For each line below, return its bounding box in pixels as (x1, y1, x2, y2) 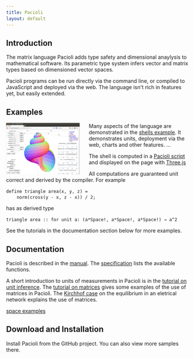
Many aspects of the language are (89, 123, 172, 130)
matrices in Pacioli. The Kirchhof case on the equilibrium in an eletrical (6, 289, 177, 296)
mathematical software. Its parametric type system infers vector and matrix (6, 60, 189, 67)
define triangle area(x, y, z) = (6, 188, 88, 195)
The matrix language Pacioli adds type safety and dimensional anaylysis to (6, 53, 187, 61)
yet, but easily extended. (6, 90, 66, 97)
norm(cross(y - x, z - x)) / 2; (16, 194, 96, 201)
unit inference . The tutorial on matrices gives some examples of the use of (6, 283, 186, 291)
